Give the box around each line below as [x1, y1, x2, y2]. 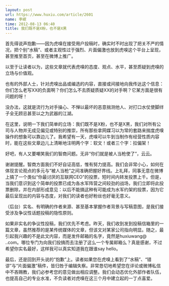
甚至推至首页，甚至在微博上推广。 [5, 53, 76, 59]
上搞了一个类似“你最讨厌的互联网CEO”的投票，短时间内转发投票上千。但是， [5, 174, 164, 180]
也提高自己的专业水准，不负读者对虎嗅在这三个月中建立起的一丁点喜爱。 [5, 275, 155, 281]
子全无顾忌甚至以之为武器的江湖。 [5, 110, 76, 116]
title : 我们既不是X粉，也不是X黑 [5, 26, 67, 31]
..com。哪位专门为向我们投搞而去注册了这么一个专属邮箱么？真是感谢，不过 [5, 240, 162, 246]
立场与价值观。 [5, 70, 36, 76]
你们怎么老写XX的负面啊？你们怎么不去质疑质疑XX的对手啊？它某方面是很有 [5, 87, 163, 93]
